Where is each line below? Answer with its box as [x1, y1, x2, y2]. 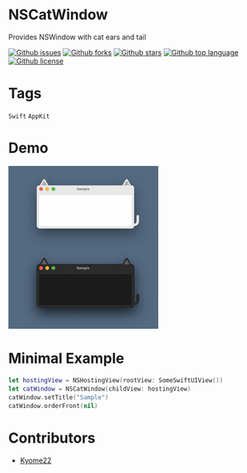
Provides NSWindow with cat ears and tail [8, 32, 146, 42]
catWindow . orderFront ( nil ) [8, 402, 98, 410]
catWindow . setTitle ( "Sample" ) [8, 394, 110, 402]
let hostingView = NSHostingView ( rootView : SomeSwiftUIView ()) [8, 377, 224, 385]
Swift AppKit [8, 112, 50, 120]
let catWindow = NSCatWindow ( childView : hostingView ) [8, 385, 192, 394]
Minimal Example [8, 349, 125, 367]
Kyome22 [19, 455, 52, 465]
